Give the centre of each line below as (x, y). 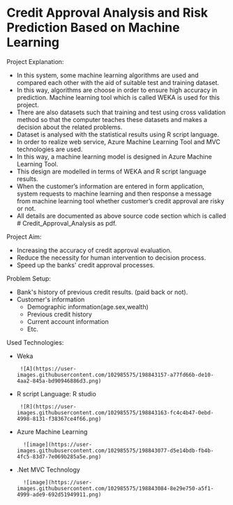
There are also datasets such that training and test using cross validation (121, 112)
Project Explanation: (35, 61)
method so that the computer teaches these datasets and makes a (112, 119)
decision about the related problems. (69, 127)
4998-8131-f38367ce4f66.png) (59, 419)
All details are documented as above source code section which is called (121, 216)
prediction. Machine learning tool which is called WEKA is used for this (118, 97)
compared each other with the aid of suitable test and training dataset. (118, 82)
